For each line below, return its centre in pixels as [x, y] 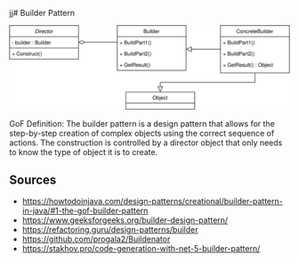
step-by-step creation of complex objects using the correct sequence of [142, 133]
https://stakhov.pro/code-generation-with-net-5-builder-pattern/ [141, 249]
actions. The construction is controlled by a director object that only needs [146, 143]
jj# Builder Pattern [42, 13]
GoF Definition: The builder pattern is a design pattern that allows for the [142, 123]
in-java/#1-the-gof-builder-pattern [85, 211]
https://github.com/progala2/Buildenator [96, 239]
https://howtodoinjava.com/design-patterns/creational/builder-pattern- [152, 201]
